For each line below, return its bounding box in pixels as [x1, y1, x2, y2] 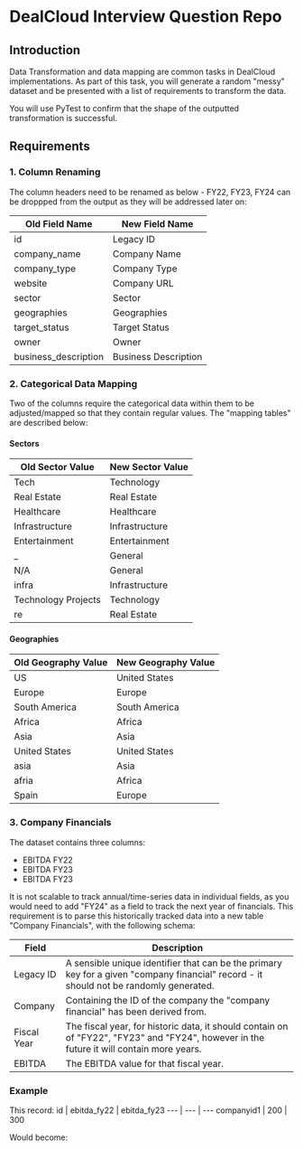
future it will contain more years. [65, 1042, 202, 1055]
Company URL [112, 277, 174, 289]
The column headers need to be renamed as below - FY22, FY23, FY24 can [9, 186, 291, 197]
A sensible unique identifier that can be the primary [65, 957, 282, 969]
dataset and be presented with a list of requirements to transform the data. [9, 86, 287, 96]
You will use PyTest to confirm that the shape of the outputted [9, 103, 240, 114]
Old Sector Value [20, 461, 95, 474]
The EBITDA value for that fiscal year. [65, 1057, 224, 1070]
